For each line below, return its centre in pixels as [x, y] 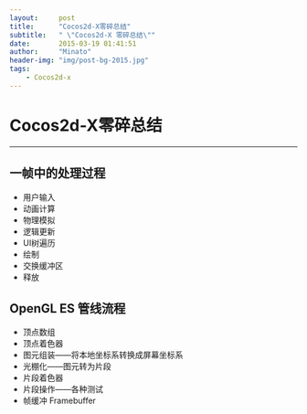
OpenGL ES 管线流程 [68, 308]
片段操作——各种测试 [63, 389]
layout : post [42, 18]
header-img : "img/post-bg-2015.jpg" [79, 60]
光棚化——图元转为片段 [67, 366]
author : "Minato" [51, 52]
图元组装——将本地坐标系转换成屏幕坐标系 [103, 355]
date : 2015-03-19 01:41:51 [73, 43]
